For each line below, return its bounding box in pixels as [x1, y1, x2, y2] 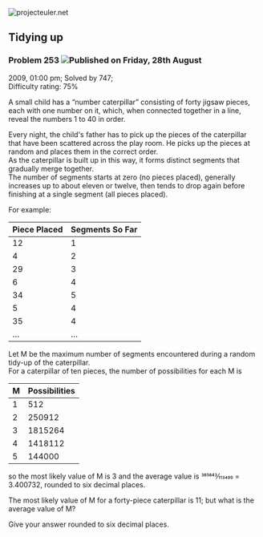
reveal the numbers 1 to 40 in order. [8, 114, 126, 123]
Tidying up [8, 30, 64, 44]
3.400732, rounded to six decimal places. [8, 479, 146, 489]
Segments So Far [71, 224, 138, 235]
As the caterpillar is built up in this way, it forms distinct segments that [8, 155, 241, 164]
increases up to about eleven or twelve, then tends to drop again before [8, 180, 245, 190]
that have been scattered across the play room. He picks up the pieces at [8, 138, 250, 147]
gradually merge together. [8, 164, 95, 173]
